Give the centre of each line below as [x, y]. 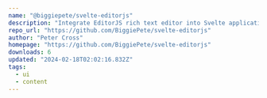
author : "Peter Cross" [46, 38]
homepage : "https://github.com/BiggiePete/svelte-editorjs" [110, 45]
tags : [17, 67]
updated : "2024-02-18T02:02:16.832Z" [71, 60]
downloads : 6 [30, 52]
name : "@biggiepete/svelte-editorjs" [71, 15]
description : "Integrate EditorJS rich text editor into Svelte [117, 23]
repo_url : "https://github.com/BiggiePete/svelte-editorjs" [110, 30]
